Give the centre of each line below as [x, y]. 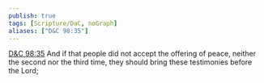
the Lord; [23, 71]
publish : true [32, 16]
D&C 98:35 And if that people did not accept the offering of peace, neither [132, 54]
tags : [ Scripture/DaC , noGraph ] [63, 23]
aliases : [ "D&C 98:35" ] [49, 31]
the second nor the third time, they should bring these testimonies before [130, 62]
